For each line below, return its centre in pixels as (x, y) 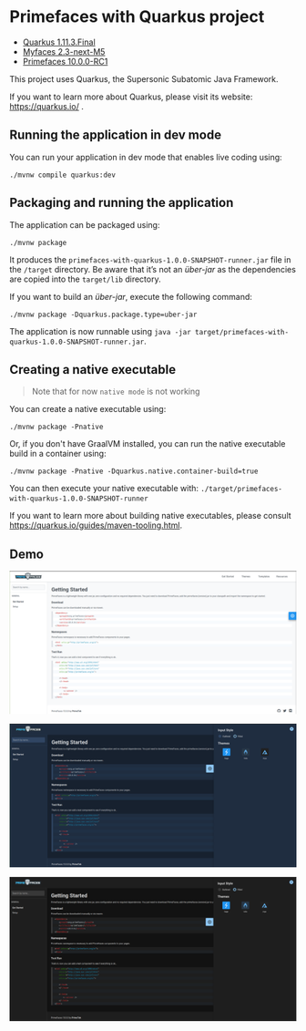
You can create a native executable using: (88, 409)
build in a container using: (58, 454)
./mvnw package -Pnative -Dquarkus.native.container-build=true (134, 471)
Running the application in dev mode (115, 135)
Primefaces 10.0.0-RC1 (65, 61)
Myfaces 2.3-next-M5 (64, 51)
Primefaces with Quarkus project (137, 17)
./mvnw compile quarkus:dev (63, 175)
